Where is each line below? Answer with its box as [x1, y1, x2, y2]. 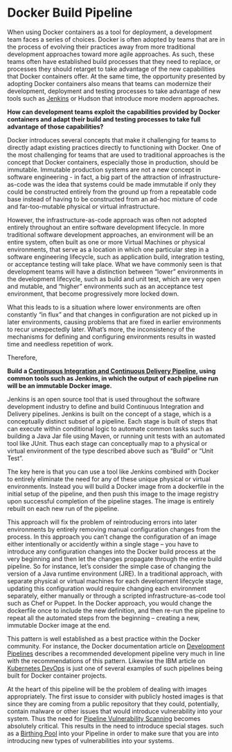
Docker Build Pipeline [7, 5, 133, 21]
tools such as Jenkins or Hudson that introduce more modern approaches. [7, 94, 220, 102]
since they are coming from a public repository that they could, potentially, [7, 699, 220, 708]
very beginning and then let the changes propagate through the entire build [7, 554, 222, 563]
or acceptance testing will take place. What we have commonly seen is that [7, 260, 222, 268]
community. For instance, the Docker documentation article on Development [7, 642, 225, 650]
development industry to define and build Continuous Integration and [7, 402, 204, 410]
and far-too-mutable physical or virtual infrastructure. [7, 202, 161, 210]
